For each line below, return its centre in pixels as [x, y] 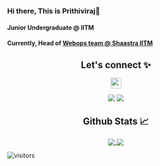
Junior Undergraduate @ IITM [51, 28]
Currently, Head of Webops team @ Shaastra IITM [80, 43]
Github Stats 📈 [116, 122]
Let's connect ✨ [116, 65]
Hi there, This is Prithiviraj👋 [54, 11]
